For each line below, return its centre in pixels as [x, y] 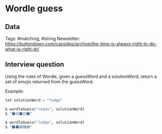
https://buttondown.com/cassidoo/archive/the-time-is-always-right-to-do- [81, 44]
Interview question [35, 65]
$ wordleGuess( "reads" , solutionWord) [45, 109]
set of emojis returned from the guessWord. [49, 81]
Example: [15, 91]
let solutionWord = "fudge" [34, 100]
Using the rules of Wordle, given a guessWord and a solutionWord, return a [81, 76]
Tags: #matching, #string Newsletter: [43, 38]
